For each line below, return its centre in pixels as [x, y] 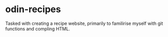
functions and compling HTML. [38, 28]
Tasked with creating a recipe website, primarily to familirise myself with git [84, 23]
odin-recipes [33, 9]
